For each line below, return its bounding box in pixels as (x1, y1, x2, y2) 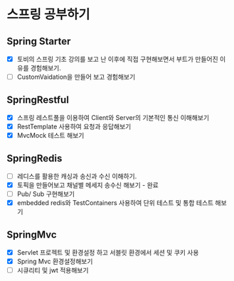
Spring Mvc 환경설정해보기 (16, 257, 93, 266)
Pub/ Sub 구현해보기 (16, 189, 75, 199)
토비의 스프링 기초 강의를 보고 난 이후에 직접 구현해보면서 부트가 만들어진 (16, 55, 218, 63)
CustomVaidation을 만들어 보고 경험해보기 (16, 72, 136, 82)
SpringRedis (6, 152, 63, 164)
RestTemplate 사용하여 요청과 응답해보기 (16, 122, 132, 131)
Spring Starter (6, 35, 71, 47)
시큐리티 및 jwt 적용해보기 (16, 266, 89, 275)
